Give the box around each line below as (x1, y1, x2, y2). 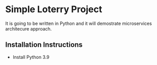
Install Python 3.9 (12, 54, 49, 60)
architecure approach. (5, 25, 52, 31)
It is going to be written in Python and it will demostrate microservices (5, 20, 152, 26)
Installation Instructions (5, 41, 83, 49)
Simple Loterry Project (5, 4, 102, 15)
